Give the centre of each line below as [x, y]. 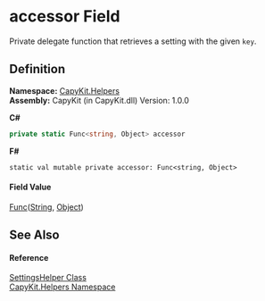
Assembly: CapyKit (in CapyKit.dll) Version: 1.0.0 [99, 100]
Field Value [30, 187]
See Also [34, 235]
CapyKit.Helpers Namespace [62, 287]
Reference [29, 257]
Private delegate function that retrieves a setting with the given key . [133, 41]
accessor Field [65, 17]
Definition [37, 69]
